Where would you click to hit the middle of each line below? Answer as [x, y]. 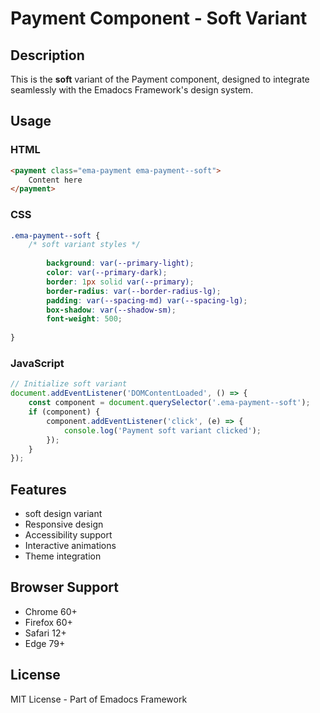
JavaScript [37, 364]
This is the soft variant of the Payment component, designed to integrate [160, 79]
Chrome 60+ [51, 611]
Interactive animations [70, 546]
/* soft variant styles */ [84, 245]
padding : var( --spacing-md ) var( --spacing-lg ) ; [147, 300]
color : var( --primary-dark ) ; [107, 273]
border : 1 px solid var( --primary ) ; [120, 282]
